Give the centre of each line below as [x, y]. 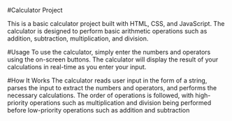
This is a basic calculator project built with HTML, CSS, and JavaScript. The [116, 23]
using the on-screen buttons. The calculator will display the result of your [113, 59]
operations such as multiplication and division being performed [121, 103]
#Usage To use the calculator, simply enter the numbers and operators [109, 52]
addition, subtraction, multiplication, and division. [78, 38]
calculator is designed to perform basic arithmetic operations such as [107, 31]
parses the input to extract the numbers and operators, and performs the [112, 88]
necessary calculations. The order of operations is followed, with [101, 95]
